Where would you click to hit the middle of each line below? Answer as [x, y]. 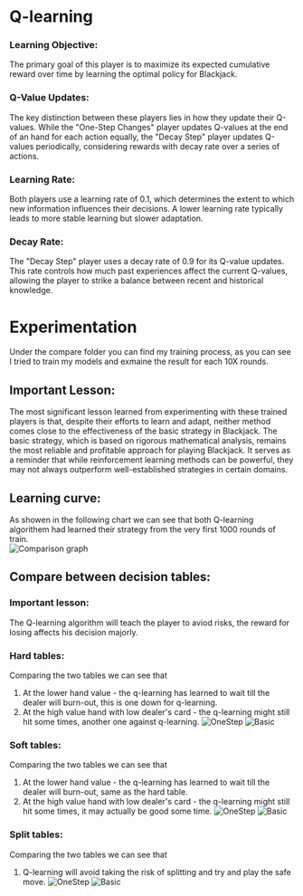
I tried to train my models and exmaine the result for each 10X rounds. [139, 362]
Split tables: [36, 834]
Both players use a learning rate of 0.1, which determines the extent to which [152, 199]
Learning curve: [55, 498]
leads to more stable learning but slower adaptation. [106, 218]
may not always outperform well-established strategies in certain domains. [148, 470]
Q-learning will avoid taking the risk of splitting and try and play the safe [157, 872]
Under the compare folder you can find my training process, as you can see [150, 352]
